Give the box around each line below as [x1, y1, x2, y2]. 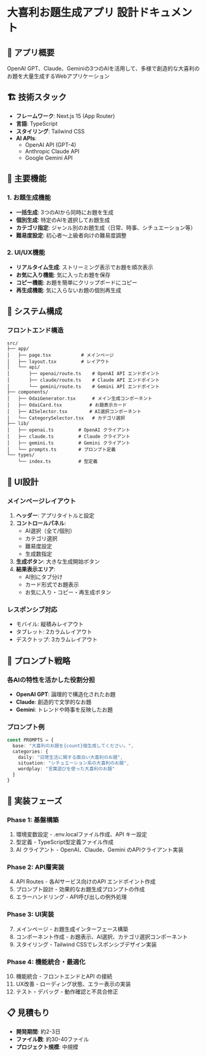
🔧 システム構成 [7, 306, 63, 317]
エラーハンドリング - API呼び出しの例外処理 [15, 893, 128, 901]
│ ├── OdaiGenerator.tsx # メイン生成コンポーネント [7, 395, 153, 402]
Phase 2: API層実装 [7, 863, 65, 872]
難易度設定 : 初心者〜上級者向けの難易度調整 [15, 231, 127, 239]
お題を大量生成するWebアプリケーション [7, 72, 110, 80]
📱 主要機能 [7, 173, 47, 184]
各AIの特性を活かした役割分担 [7, 675, 96, 684]
